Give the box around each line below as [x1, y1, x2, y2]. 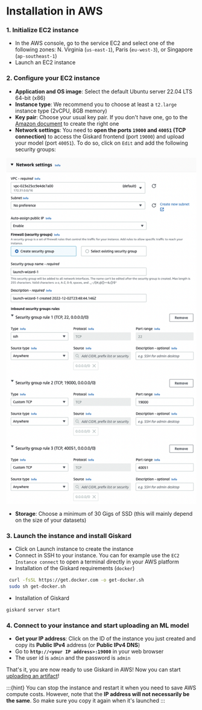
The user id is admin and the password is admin [14, 654, 131, 662]
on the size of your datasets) [14, 516, 87, 524]
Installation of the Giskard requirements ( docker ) [14, 565, 135, 572]
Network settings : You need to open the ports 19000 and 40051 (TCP [14, 126, 186, 134]
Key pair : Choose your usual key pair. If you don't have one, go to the [14, 113, 188, 120]
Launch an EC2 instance [14, 59, 76, 66]
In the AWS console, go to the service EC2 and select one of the [14, 39, 175, 47]
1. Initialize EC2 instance [6, 26, 79, 35]
